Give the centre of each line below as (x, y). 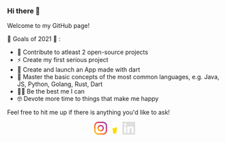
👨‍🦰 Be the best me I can (51, 91)
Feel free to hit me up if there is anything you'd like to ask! (89, 113)
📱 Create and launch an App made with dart (79, 70)
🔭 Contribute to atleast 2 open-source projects (83, 52)
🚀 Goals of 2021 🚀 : (34, 39)
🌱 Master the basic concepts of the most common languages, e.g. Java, (118, 77)
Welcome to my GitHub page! (48, 26)
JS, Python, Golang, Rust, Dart (60, 84)
